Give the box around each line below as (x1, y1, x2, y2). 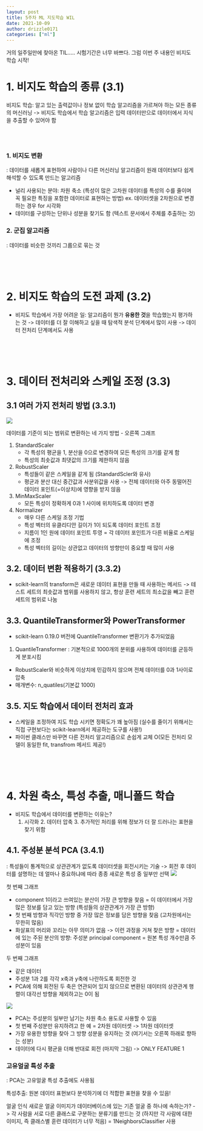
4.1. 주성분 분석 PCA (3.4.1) (6, 845, 105, 856)
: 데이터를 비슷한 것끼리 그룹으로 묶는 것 (6, 241, 100, 249)
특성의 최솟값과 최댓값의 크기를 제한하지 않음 (24, 456, 130, 463)
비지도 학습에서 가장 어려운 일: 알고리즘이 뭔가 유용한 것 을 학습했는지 (15, 311, 177, 318)
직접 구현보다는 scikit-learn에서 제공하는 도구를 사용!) (15, 726, 142, 733)
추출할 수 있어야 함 (12, 117, 56, 124)
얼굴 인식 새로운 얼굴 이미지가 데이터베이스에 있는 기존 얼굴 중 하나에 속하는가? (6, 1102, 192, 1110)
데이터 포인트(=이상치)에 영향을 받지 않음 (24, 485, 121, 493)
